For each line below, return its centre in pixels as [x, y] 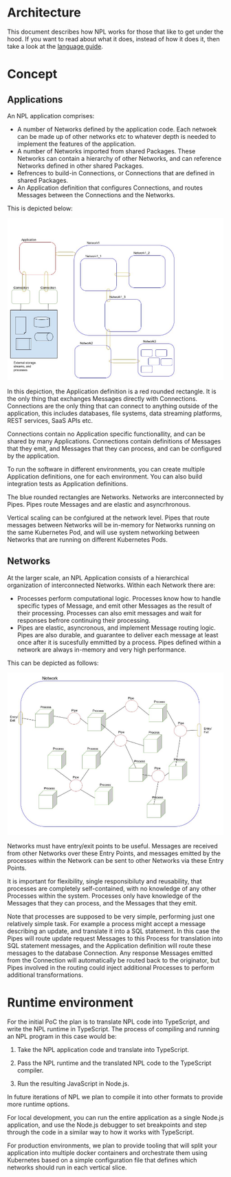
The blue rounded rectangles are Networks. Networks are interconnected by [115, 497]
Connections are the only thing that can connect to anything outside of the [113, 406]
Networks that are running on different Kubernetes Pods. [88, 539]
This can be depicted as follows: [53, 663]
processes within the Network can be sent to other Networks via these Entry [115, 860]
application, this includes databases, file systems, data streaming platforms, [114, 413]
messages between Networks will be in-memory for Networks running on [111, 525]
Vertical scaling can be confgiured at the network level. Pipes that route [108, 518]
